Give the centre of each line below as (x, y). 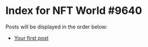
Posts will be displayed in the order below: (57, 27)
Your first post (31, 38)
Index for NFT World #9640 (74, 11)
